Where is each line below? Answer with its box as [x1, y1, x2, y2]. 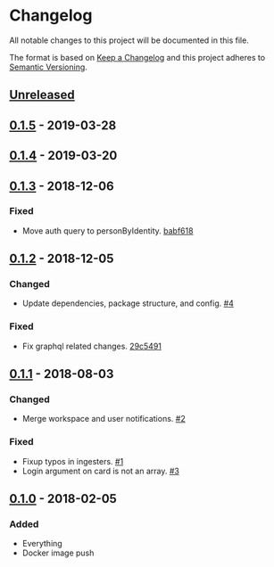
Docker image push [21, 547, 95, 558]
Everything [21, 538, 62, 549]
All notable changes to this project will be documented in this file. [9, 35, 250, 45]
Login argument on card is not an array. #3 [21, 465, 180, 476]
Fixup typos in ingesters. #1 [21, 456, 124, 466]
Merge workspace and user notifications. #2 [21, 414, 186, 424]
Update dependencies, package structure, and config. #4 [21, 298, 235, 308]
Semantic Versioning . [9, 62, 87, 72]
